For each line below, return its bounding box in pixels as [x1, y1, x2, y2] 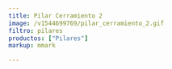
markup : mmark [8, 42, 57, 50]
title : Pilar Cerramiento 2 [8, 11, 103, 20]
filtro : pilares [8, 26, 63, 34]
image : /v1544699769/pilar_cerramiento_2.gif [8, 19, 164, 27]
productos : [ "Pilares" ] [8, 34, 89, 43]
